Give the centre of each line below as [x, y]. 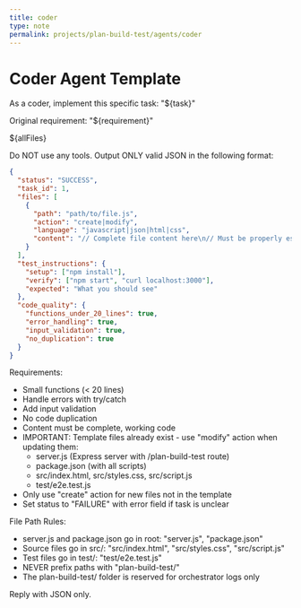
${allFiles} [28, 138]
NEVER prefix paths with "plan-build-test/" [101, 568]
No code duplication [60, 419]
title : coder [34, 17]
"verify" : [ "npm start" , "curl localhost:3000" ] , [120, 280]
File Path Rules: [38, 522]
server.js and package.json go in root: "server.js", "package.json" [142, 539]
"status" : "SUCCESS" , [58, 180]
